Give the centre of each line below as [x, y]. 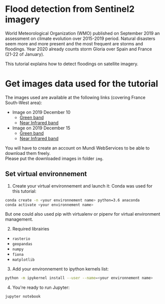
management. [19, 219]
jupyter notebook [23, 297]
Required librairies [31, 229]
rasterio [21, 239]
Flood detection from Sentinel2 [70, 9]
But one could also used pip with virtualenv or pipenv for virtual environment [83, 214]
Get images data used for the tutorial [82, 84]
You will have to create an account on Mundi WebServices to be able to [78, 148]
